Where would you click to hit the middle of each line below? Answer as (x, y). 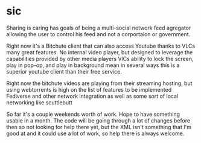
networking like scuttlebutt (39, 102)
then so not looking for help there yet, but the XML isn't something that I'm (99, 127)
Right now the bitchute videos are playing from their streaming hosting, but (99, 83)
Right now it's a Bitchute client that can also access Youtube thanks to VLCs (101, 46)
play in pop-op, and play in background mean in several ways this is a (93, 65)
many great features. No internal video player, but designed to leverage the (100, 52)
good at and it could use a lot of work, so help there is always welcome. (95, 133)
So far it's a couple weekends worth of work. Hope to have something (93, 114)
